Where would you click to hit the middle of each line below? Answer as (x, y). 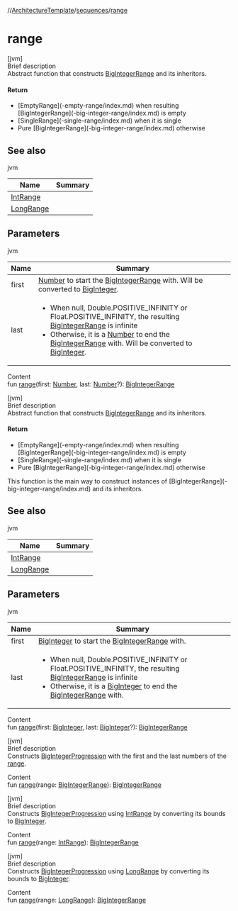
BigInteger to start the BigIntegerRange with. (112, 641)
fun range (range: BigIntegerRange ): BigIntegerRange (84, 784)
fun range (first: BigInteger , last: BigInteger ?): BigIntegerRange (97, 727)
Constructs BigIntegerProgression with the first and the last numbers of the (117, 756)
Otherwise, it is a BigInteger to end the (114, 686)
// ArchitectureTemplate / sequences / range (68, 10)
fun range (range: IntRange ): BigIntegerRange (73, 842)
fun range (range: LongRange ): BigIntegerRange (77, 900)
